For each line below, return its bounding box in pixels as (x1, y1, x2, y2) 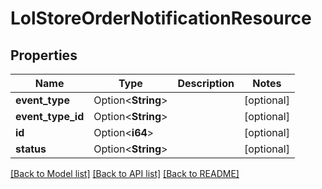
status (15, 142, 47, 156)
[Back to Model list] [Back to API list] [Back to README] (10, 168, 240, 179)
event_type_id (15, 110, 85, 123)
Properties (10, 47, 78, 64)
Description (177, 77, 235, 90)
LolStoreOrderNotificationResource (10, 7, 312, 30)
